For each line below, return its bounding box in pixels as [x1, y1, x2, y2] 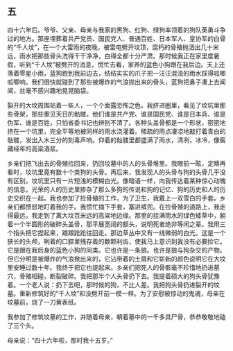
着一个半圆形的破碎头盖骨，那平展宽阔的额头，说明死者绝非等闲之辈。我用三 [7, 220, 226, 228]
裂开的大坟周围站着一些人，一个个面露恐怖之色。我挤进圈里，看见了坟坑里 [7, 101, 220, 109]
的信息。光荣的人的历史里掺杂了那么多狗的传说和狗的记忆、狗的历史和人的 [7, 185, 220, 194]
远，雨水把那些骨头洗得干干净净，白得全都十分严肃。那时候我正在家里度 [7, 51, 214, 60]
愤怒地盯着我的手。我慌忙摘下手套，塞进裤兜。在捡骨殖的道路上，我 [25, 203, 220, 211]
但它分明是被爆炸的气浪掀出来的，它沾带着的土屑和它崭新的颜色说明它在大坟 [7, 255, 226, 263]
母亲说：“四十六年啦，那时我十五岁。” [7, 336, 113, 344]
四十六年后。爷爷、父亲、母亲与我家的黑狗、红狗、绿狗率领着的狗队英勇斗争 [7, 26, 226, 34]
